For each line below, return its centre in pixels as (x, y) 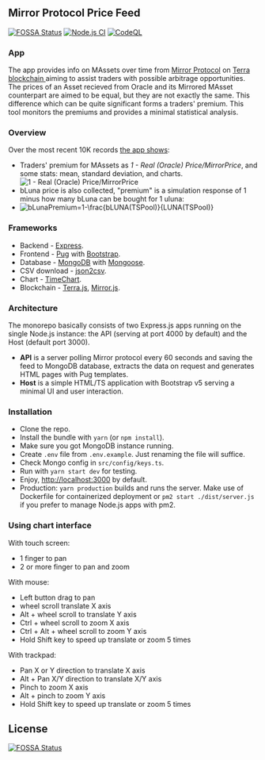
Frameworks (33, 228)
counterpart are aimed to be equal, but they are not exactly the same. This (129, 95)
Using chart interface (50, 525)
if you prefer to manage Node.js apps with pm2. (97, 505)
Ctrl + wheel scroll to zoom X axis (74, 623)
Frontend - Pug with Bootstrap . (70, 254)
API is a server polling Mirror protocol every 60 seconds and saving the (136, 357)
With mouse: (29, 582)
